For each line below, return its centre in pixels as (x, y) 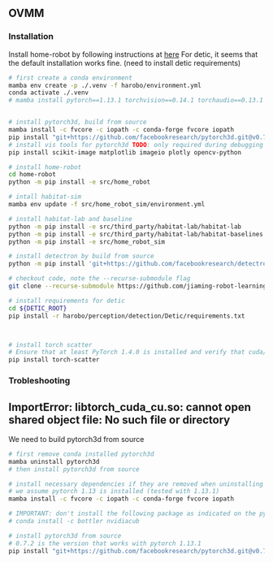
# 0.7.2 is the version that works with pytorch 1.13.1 (105, 544)
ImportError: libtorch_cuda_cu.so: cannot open (130, 407)
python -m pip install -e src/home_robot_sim (87, 242)
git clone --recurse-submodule (61, 286)
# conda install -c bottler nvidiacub (74, 522)
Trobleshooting (39, 381)
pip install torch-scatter (54, 360)
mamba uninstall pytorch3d (54, 461)
